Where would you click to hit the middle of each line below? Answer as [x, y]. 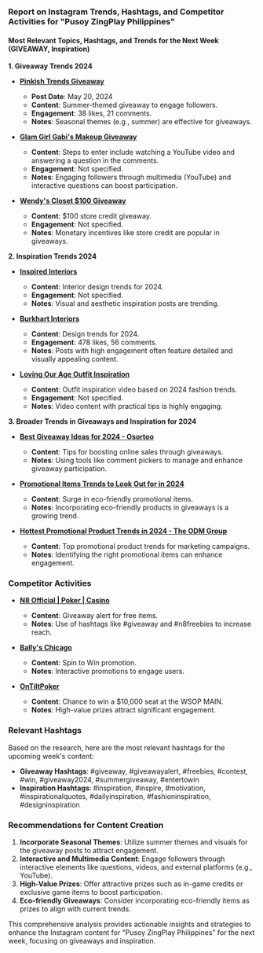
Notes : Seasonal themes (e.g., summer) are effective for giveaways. [142, 122]
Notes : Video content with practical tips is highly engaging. [127, 407]
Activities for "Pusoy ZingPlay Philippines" [91, 21]
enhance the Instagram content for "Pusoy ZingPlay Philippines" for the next [131, 933]
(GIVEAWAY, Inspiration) [49, 49]
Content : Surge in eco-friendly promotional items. [112, 499]
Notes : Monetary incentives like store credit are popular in [125, 233]
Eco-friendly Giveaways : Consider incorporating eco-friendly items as [134, 901]
